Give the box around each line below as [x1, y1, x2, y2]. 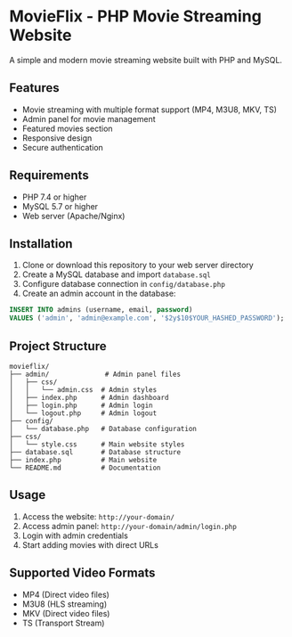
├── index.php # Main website [9, 455, 158, 464]
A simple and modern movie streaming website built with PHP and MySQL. [9, 54, 283, 65]
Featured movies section [21, 123, 113, 134]
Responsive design [21, 132, 93, 143]
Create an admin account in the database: [21, 288, 176, 299]
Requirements [9, 167, 89, 184]
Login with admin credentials [21, 530, 129, 541]
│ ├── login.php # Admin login [9, 401, 153, 410]
